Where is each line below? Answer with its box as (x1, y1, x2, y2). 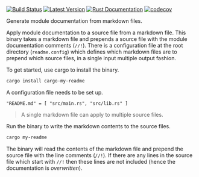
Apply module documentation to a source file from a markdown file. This (6, 29, 186, 36)
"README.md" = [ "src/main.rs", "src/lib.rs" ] (6, 100, 128, 107)
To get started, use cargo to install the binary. (6, 66, 119, 73)
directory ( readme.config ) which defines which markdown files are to (6, 48, 177, 55)
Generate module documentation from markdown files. (6, 17, 143, 24)
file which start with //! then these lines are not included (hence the (6, 158, 176, 165)
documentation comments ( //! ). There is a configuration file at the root (6, 42, 183, 49)
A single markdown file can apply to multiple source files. (21, 111, 164, 118)
